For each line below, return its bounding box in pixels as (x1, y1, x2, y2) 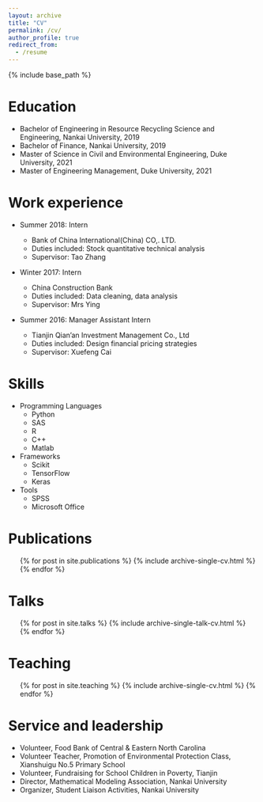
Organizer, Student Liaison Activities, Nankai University (19, 785, 200, 794)
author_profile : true (8, 33, 80, 42)
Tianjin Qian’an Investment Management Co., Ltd (31, 330, 190, 340)
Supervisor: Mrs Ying (31, 299, 100, 309)
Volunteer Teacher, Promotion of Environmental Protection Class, (19, 751, 231, 761)
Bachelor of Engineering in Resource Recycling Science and (19, 124, 215, 133)
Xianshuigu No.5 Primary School (19, 759, 126, 769)
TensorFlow (31, 468, 70, 477)
